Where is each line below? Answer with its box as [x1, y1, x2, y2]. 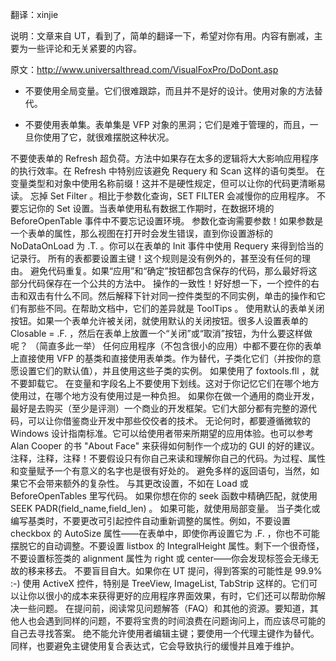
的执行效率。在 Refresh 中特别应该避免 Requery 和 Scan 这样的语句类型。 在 [10, 165, 326, 177]
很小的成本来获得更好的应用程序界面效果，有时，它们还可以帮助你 [44, 590, 317, 602]
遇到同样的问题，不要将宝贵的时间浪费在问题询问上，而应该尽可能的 [44, 615, 326, 627]
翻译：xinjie [10, 9, 59, 20]
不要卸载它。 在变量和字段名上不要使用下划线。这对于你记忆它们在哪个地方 [10, 378, 320, 389]
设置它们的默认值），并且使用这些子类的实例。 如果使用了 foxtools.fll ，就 [18, 365, 320, 377]
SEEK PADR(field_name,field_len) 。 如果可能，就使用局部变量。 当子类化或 [10, 503, 321, 514]
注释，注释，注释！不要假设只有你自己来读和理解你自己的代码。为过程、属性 [10, 453, 326, 464]
